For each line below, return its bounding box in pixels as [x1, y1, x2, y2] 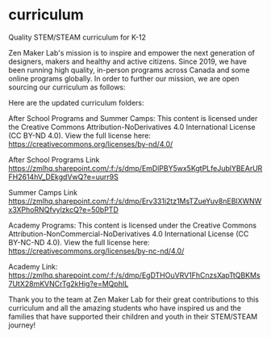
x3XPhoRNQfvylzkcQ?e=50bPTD [8, 204, 119, 215]
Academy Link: [8, 261, 58, 271]
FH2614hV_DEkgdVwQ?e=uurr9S [8, 172, 119, 182]
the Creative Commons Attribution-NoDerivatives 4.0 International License [8, 122, 256, 131]
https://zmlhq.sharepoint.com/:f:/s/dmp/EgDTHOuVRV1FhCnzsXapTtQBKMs [8, 270, 261, 280]
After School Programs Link [8, 155, 100, 165]
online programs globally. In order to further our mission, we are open [8, 73, 240, 83]
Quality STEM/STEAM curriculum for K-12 [8, 32, 147, 42]
